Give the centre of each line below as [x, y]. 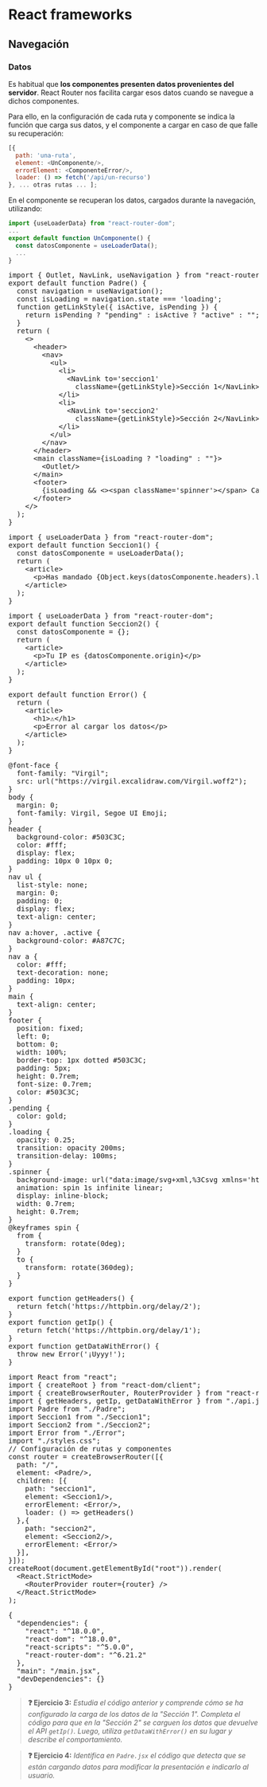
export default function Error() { [77, 695]
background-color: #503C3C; [71, 837]
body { [21, 797]
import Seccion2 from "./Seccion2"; [79, 1425]
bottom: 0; [38, 1045]
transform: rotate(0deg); [75, 1244]
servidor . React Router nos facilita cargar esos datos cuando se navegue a [131, 92]
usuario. [41, 1776]
